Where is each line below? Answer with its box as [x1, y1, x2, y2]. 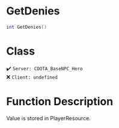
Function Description [6, 94, 114, 108]
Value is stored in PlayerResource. [6, 114, 91, 121]
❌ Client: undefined [6, 73, 58, 81]
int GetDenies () [6, 24, 47, 30]
